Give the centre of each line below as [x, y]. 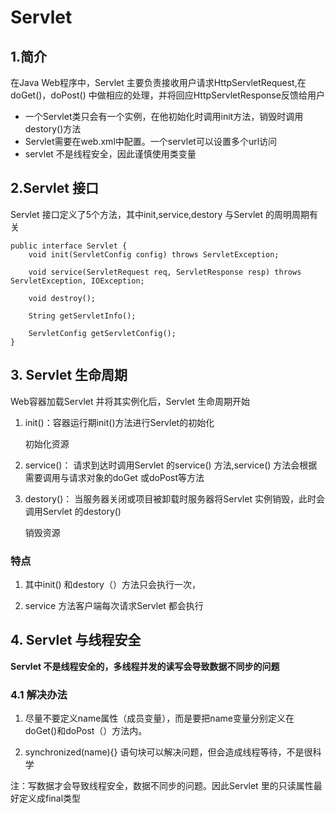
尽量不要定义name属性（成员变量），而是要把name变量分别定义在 [159, 718]
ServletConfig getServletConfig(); [102, 333]
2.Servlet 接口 [54, 188]
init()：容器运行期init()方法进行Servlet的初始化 [119, 422]
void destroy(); [62, 298]
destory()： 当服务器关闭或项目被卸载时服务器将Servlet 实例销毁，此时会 [174, 498]
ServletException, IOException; [77, 281]
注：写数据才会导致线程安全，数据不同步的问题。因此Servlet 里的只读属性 [162, 786]
